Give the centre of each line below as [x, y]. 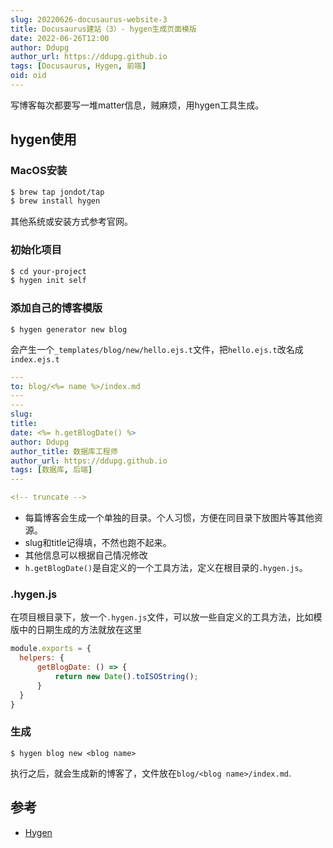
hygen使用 [43, 139]
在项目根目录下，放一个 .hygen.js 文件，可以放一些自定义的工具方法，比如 [162, 617]
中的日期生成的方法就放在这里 [80, 630]
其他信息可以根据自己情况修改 [86, 555]
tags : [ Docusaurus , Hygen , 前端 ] [78, 66]
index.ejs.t [35, 359]
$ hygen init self [48, 281]
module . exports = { [51, 649]
